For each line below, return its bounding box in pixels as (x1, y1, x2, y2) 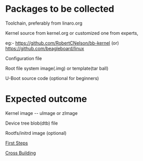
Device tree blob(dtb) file (5, 120, 58, 126)
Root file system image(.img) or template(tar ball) (5, 65, 109, 71)
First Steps (5, 139, 28, 146)
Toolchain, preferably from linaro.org (5, 20, 83, 26)
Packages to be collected (5, 3, 114, 15)
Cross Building (5, 150, 36, 156)
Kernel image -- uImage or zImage (5, 110, 78, 116)
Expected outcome (5, 93, 87, 105)
